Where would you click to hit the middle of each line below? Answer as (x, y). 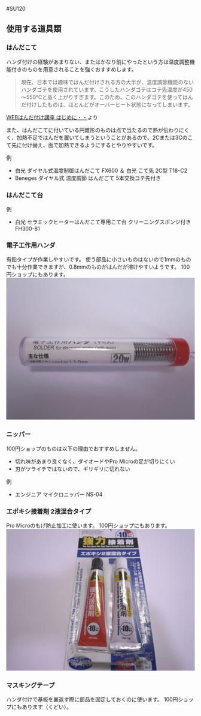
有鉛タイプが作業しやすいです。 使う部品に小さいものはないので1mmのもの (99, 260)
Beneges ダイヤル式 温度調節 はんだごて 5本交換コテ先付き (88, 178)
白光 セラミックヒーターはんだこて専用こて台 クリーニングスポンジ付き (103, 222)
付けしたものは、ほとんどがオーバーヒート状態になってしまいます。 (109, 104)
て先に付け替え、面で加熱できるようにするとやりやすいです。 (82, 145)
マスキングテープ (31, 685)
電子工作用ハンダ (31, 245)
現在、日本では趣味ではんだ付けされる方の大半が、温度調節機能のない (107, 82)
